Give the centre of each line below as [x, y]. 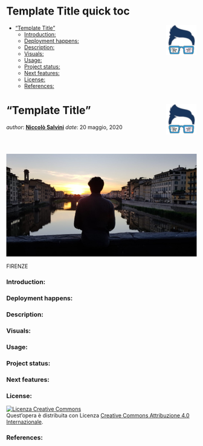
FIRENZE [17, 266]
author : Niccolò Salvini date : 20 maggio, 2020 [64, 127]
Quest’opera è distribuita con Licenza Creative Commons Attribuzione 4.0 [98, 416]
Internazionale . [25, 422]
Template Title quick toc [68, 11]
